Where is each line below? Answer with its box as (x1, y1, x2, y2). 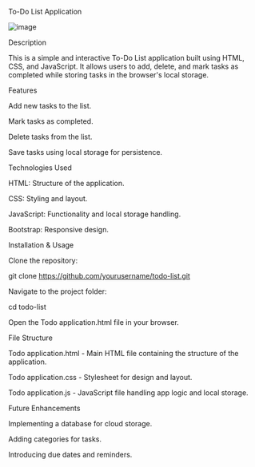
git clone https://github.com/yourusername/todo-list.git (8, 271, 190, 280)
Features (8, 85, 38, 95)
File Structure (8, 333, 54, 342)
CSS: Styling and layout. (8, 194, 88, 203)
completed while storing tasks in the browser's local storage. (8, 70, 209, 79)
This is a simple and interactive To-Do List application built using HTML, (8, 53, 245, 62)
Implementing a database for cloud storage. (8, 419, 153, 428)
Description (8, 38, 46, 47)
